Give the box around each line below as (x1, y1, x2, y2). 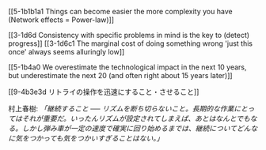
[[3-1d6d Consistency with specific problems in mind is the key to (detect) (8, 31, 250, 39)
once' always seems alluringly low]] (8, 47, 125, 56)
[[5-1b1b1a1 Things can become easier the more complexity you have (8, 7, 233, 16)
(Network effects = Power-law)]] (8, 15, 115, 24)
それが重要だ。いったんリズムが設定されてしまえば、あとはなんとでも (21, 114, 251, 123)
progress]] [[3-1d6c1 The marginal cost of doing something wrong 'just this (8, 39, 253, 48)
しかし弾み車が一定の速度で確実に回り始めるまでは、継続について (21, 124, 237, 133)
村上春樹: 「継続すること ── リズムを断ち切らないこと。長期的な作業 (8, 104, 234, 113)
